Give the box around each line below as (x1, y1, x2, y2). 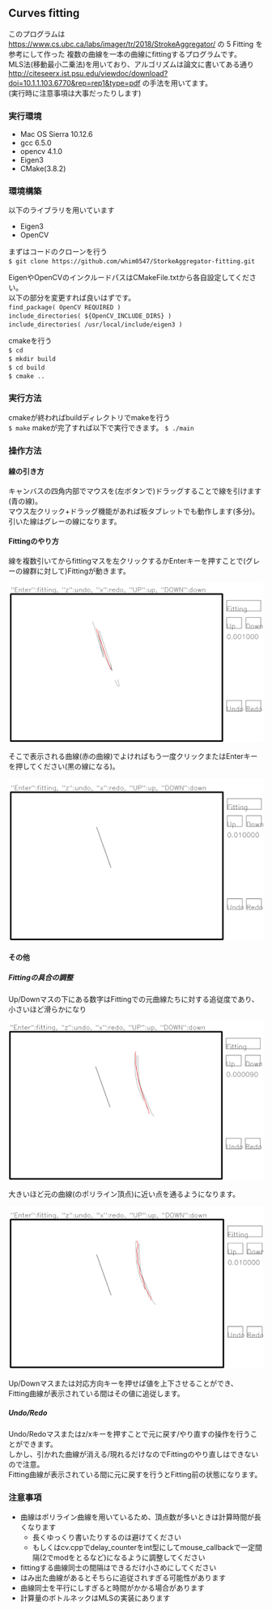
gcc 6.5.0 (19, 138, 52, 148)
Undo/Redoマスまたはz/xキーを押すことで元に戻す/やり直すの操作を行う (8, 1429, 251, 1439)
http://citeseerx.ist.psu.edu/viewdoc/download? (8, 68, 168, 78)
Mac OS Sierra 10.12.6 (19, 130, 93, 139)
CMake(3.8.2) (19, 164, 66, 173)
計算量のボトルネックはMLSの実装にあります (19, 1593, 171, 1603)
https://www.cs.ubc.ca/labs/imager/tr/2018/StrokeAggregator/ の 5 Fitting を (8, 39, 263, 49)
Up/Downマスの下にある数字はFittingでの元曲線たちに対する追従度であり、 (8, 995, 259, 1003)
